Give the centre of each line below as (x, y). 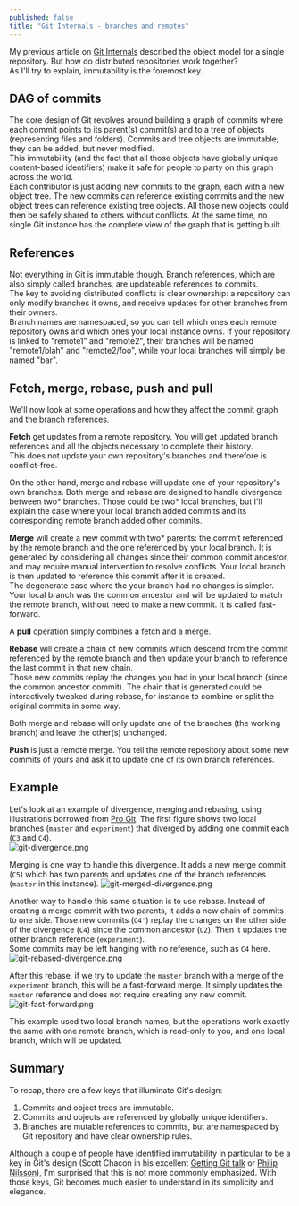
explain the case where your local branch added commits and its (128, 510)
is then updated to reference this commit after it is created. (117, 576)
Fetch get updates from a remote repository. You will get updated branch (144, 436)
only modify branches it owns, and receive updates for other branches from (149, 303)
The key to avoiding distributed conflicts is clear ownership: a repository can (150, 294)
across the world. (42, 177)
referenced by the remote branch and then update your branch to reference (148, 658)
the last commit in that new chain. (71, 667)
